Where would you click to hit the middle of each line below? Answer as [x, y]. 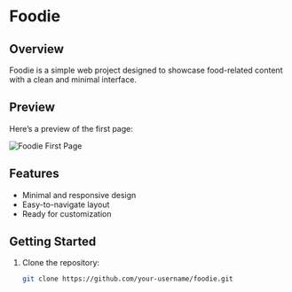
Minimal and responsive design [79, 195]
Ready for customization [67, 213]
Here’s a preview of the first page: [71, 128]
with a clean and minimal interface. [73, 80]
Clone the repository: [61, 263]
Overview [37, 49]
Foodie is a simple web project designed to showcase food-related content [146, 70]
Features [34, 174]
